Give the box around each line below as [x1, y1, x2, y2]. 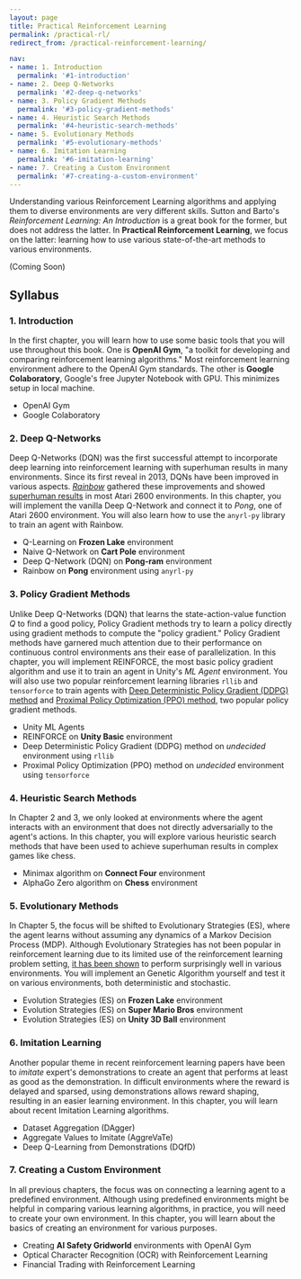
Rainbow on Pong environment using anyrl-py [22, 566, 194, 577]
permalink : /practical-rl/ [9, 30, 111, 39]
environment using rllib [22, 750, 114, 761]
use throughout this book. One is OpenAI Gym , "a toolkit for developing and [9, 344, 290, 355]
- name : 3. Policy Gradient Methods [9, 96, 146, 105]
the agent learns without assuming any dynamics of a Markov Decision [9, 930, 272, 941]
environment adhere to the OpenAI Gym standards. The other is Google [9, 363, 274, 374]
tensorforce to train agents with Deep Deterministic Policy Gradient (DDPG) [9, 684, 289, 695]
